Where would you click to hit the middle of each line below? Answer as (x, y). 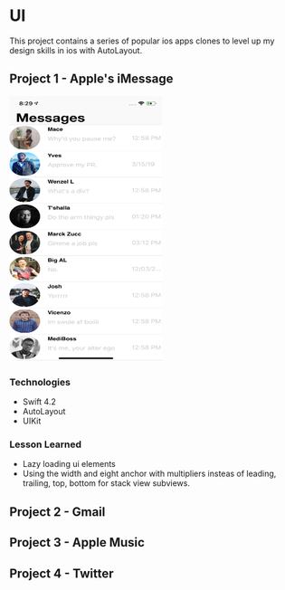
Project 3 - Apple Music (77, 542)
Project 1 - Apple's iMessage (91, 79)
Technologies (40, 382)
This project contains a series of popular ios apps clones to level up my (142, 41)
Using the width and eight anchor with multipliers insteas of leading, (149, 474)
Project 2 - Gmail (57, 512)
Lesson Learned (46, 444)
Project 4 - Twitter (62, 573)
